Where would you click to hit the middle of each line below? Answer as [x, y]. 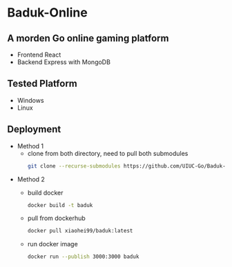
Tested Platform [42, 84]
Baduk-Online [47, 13]
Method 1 [30, 146]
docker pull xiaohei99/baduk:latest [80, 231]
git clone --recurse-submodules [74, 166]
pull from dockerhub [57, 218]
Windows [30, 100]
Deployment [34, 129]
